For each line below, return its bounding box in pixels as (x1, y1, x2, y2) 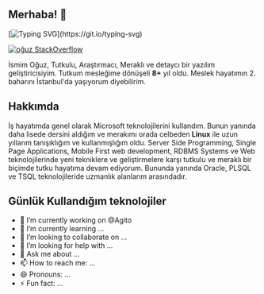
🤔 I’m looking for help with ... (19, 241, 113, 250)
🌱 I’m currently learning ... (19, 224, 105, 234)
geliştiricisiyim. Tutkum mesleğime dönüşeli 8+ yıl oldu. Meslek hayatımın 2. (8, 68, 256, 78)
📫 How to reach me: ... (19, 258, 96, 268)
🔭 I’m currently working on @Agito (19, 215, 132, 225)
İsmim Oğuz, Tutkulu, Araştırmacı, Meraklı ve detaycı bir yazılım (8, 60, 216, 69)
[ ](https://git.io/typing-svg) (8, 29, 143, 38)
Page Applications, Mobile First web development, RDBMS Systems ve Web (8, 146, 255, 156)
